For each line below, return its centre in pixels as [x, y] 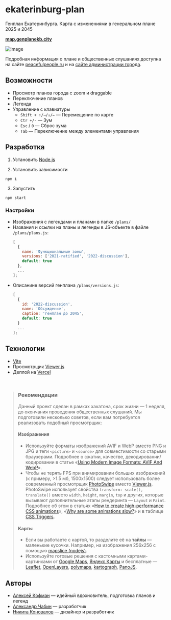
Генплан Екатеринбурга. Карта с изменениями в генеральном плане [80, 24]
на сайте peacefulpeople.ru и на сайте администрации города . [74, 64]
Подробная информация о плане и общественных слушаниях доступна [83, 59]
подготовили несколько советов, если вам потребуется [79, 417]
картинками [39, 562]
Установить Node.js [34, 159]
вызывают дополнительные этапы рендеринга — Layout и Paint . [95, 501]
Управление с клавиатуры [41, 109]
